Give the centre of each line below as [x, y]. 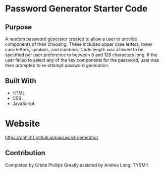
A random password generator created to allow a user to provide [71, 39]
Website [23, 124]
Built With [21, 81]
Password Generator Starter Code [76, 9]
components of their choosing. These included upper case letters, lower [79, 44]
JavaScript [23, 103]
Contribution [25, 153]
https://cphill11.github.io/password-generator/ [52, 137]
